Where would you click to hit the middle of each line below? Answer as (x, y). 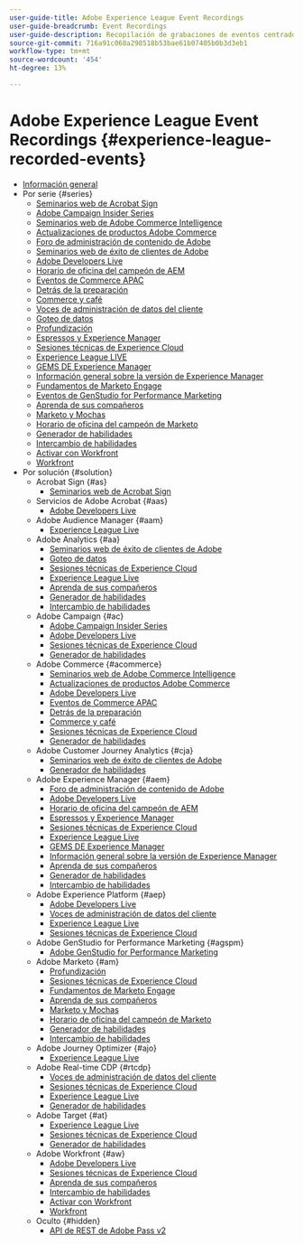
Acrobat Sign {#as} (71, 482)
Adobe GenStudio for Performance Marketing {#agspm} (140, 942)
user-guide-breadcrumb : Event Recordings (88, 26)
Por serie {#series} (57, 193)
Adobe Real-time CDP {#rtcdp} (93, 1067)
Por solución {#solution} (67, 472)
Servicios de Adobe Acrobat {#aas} (102, 500)
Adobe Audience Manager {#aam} (100, 519)
